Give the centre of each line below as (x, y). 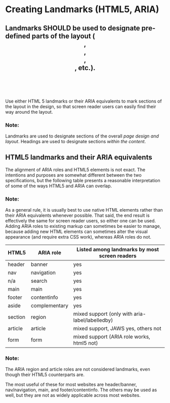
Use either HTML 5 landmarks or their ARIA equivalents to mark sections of (83, 101)
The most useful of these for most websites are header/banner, (71, 385)
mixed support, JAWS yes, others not (117, 328)
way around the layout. (29, 112)
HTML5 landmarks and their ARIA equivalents (79, 158)
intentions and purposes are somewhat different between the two (73, 175)
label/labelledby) (93, 320)
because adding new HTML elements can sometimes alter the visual (76, 231)
